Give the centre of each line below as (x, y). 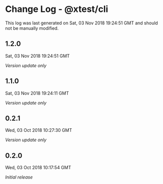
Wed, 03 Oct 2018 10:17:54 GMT (38, 168)
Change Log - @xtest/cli (57, 9)
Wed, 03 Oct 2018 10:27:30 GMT (39, 130)
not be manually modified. (32, 28)
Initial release (19, 177)
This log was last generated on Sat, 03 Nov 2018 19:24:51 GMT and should (81, 23)
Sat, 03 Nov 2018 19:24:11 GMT (37, 93)
